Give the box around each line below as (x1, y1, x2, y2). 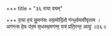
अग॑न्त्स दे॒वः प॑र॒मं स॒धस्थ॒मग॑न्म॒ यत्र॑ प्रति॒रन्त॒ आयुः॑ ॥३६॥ (6, 23, 107, 30)
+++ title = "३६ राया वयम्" (6, 5, 63, 12)
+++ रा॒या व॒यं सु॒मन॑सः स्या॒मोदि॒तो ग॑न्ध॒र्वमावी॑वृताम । (6, 17, 101, 23)
